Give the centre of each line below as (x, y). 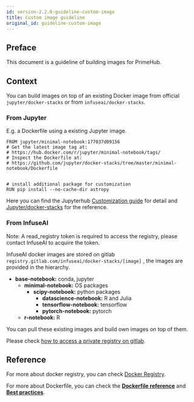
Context (22, 81)
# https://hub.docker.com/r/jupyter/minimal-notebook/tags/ (84, 153)
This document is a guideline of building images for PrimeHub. (84, 62)
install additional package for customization (71, 184)
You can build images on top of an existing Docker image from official (93, 96)
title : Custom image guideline (46, 18)
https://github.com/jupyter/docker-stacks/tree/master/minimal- (94, 163)
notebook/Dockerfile (32, 169)
